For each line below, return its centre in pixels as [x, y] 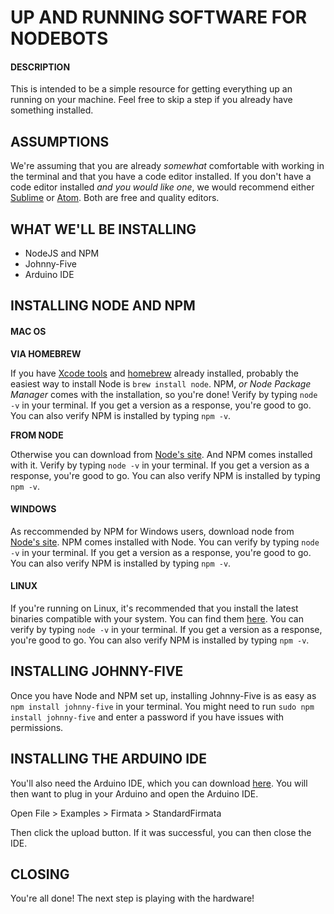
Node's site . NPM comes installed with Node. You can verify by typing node [165, 542]
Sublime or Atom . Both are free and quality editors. [115, 198]
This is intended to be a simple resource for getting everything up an [151, 89]
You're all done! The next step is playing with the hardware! [132, 898]
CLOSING [40, 874]
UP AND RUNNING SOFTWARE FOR [159, 17]
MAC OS [28, 331]
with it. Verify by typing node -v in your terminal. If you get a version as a [160, 465]
